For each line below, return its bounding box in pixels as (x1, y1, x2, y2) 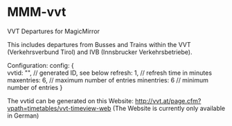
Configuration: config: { (7, 61, 74, 69)
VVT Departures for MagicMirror (7, 27, 100, 35)
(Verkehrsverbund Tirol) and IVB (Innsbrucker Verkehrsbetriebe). (7, 48, 193, 56)
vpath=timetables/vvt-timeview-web (7, 104, 111, 112)
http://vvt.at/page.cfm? (134, 96, 202, 105)
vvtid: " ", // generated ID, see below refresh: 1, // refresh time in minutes (7, 69, 213, 77)
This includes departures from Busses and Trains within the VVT (7, 40, 191, 48)
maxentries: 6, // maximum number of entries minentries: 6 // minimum (7, 75, 209, 84)
